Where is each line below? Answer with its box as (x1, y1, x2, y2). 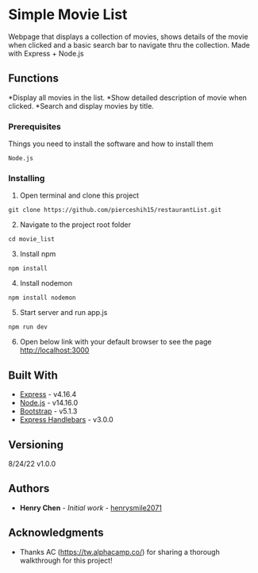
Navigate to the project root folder (19, 220, 131, 229)
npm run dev (8, 323, 48, 331)
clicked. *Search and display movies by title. (8, 101, 155, 110)
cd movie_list (8, 236, 56, 244)
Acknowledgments (8, 526, 105, 540)
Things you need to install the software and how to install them (8, 139, 214, 148)
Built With (8, 368, 58, 382)
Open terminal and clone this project (19, 190, 140, 200)
